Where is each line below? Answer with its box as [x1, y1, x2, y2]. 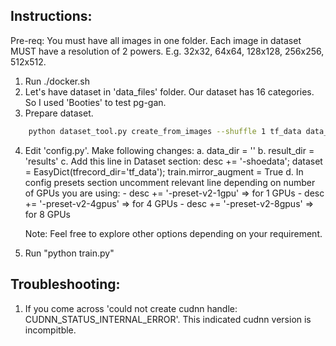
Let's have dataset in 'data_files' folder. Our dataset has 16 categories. [24, 85, 315, 98]
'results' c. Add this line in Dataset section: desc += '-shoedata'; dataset [24, 155, 323, 167]
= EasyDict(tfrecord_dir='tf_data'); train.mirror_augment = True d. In [24, 165, 304, 178]
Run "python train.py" [24, 247, 115, 259]
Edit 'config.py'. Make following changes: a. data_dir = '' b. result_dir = [24, 144, 315, 156]
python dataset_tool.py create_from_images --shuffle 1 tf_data [28, 126, 302, 136]
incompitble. [24, 324, 77, 336]
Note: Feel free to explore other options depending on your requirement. [24, 227, 323, 239]
